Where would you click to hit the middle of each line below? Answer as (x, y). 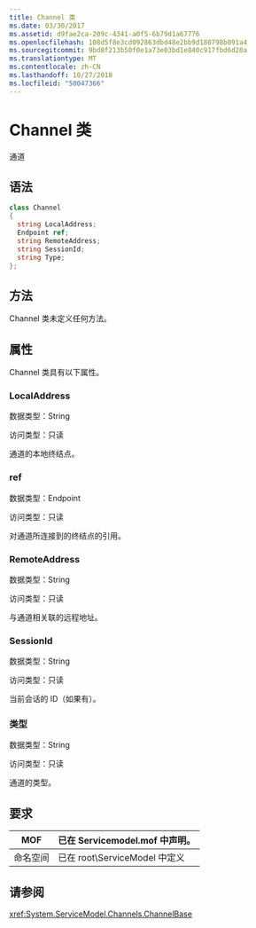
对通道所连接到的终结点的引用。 (67, 535)
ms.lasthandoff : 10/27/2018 (61, 75)
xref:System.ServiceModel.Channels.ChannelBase (101, 914)
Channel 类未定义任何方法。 (61, 319)
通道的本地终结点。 (44, 454)
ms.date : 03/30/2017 (47, 26)
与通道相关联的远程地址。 (56, 617)
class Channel (35, 208)
